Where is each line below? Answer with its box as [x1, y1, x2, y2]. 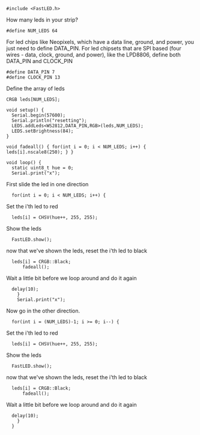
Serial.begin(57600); [11, 112, 66, 118]
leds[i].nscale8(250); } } [6, 149, 74, 155]
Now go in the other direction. [6, 307, 80, 314]
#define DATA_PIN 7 [6, 69, 55, 75]
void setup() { [6, 107, 44, 113]
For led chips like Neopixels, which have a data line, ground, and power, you [6, 38, 194, 45]
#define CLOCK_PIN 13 [6, 75, 61, 81]
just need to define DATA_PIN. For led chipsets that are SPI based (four [6, 45, 182, 52]
